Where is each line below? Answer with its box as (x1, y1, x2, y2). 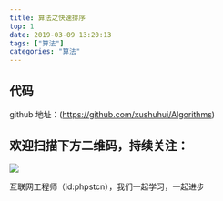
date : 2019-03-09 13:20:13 (9, 30, 112, 39)
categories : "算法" (9, 47, 81, 56)
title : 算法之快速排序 (9, 13, 86, 23)
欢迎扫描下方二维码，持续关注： (9, 138, 189, 154)
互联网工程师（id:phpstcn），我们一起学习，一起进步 (9, 181, 205, 192)
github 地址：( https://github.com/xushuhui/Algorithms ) (9, 108, 216, 119)
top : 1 (9, 22, 35, 31)
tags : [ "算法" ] (9, 38, 65, 48)
